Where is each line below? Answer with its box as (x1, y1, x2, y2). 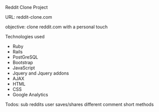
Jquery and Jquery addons (12, 70, 69, 76)
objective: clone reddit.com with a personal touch (5, 24, 108, 30)
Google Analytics (12, 92, 48, 97)
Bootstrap (12, 60, 33, 65)
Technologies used (5, 34, 45, 39)
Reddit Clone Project (5, 5, 48, 10)
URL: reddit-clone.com (5, 14, 52, 20)
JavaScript (12, 65, 35, 71)
